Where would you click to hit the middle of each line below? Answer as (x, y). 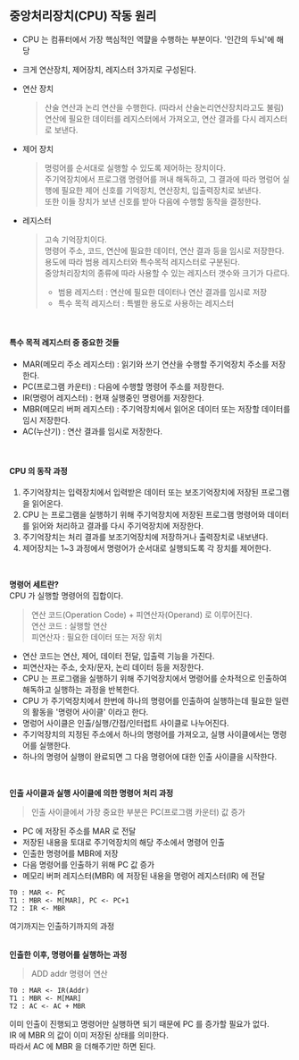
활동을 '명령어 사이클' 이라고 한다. (90, 712)
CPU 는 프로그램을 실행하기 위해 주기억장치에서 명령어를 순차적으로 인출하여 (154, 679)
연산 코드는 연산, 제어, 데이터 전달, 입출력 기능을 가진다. (118, 657)
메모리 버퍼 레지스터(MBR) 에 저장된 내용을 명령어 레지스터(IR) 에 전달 (144, 876)
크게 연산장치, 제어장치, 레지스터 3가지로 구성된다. (109, 69)
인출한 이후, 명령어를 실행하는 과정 (68, 954)
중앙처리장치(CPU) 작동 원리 (83, 16)
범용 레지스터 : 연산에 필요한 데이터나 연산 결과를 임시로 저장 (162, 292)
